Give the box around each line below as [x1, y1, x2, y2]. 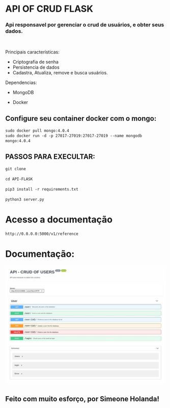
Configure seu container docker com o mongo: [5, 114, 157, 123]
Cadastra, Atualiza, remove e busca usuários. [12, 70, 108, 76]
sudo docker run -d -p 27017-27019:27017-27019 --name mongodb [5, 133, 143, 139]
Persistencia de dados [12, 64, 60, 70]
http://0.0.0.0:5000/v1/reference [5, 231, 79, 237]
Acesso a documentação [5, 214, 113, 226]
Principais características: [5, 49, 60, 55]
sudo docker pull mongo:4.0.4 [5, 128, 70, 133]
